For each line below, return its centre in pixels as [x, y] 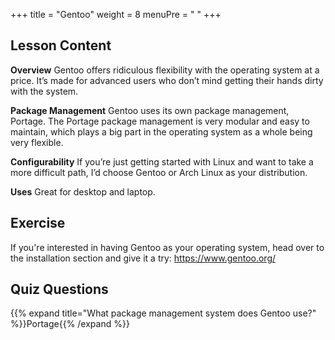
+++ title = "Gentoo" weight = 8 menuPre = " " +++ [116, 14]
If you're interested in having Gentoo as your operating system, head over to [167, 247]
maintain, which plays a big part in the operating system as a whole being [161, 131]
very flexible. [37, 142]
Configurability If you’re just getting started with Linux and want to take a [162, 161]
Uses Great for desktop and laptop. [83, 191]
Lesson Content [61, 45]
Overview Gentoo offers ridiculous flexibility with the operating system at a [165, 70]
